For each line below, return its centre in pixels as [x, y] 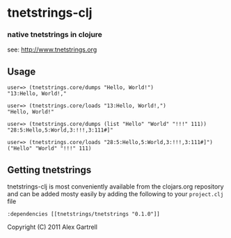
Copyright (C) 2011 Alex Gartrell [52, 227]
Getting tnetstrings [49, 169]
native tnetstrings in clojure [55, 35]
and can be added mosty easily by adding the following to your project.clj [115, 194]
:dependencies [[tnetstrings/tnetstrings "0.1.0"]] [83, 214]
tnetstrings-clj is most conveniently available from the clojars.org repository [115, 187]
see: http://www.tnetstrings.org [52, 49]
